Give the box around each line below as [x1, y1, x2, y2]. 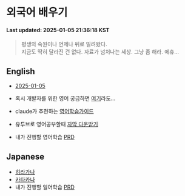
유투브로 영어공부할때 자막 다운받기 [15, 121, 98, 128]
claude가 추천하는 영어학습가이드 [15, 107, 94, 115]
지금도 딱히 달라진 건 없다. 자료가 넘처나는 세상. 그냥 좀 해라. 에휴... [21, 48, 180, 55]
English [6, 66, 35, 76]
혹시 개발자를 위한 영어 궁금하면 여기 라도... [15, 95, 116, 102]
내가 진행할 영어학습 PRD [15, 133, 75, 141]
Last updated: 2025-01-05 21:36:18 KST [6, 26, 110, 33]
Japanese [6, 151, 44, 161]
